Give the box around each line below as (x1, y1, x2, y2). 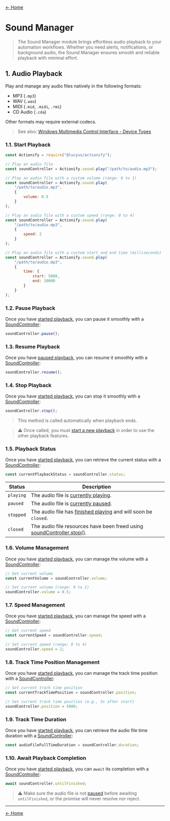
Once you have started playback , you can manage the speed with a (5, 613, 146, 619)
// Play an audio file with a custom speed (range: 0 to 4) (5, 212, 135, 218)
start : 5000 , (32, 274, 60, 279)
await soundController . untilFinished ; (5, 781, 87, 786)
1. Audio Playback (5, 69, 62, 78)
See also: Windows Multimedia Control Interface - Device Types (17, 128, 151, 135)
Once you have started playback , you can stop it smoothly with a (5, 393, 141, 399)
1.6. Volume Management (5, 544, 69, 551)
